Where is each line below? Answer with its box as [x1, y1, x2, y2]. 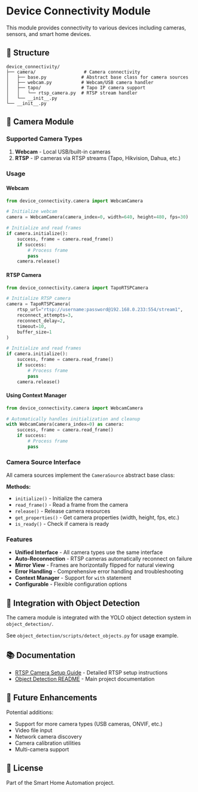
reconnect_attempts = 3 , [17, 312, 74, 318]
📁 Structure [6, 48, 50, 58]
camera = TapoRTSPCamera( [6, 301, 71, 307]
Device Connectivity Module [6, 4, 151, 18]
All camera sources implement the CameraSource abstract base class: [6, 472, 175, 479]
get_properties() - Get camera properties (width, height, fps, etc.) [14, 514, 179, 521]
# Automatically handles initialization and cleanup [6, 415, 141, 422]
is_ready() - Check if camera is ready [14, 520, 109, 528]
